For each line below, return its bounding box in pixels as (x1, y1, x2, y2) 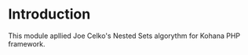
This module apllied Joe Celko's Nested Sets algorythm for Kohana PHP (8, 31, 241, 40)
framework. (8, 39, 46, 48)
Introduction (8, 5, 91, 23)
